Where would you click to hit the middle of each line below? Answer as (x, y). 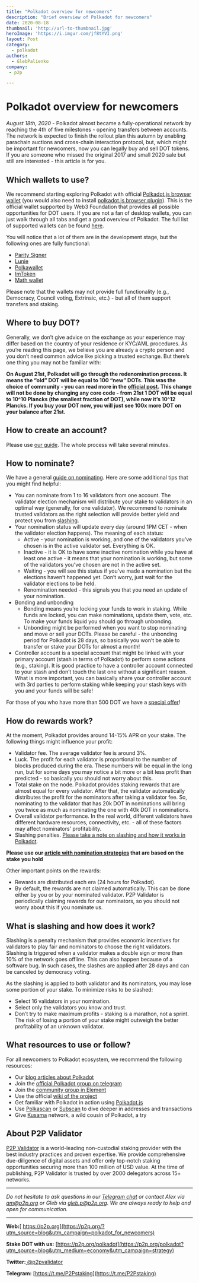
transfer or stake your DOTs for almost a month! (82, 647)
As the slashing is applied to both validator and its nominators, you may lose (99, 983)
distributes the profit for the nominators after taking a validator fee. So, (101, 797)
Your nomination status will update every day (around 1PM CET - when (101, 527)
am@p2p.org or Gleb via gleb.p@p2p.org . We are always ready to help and (99, 1203)
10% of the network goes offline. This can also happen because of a (89, 960)
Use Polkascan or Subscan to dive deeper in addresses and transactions (103, 1109)
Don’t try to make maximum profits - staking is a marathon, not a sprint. (102, 1014)
